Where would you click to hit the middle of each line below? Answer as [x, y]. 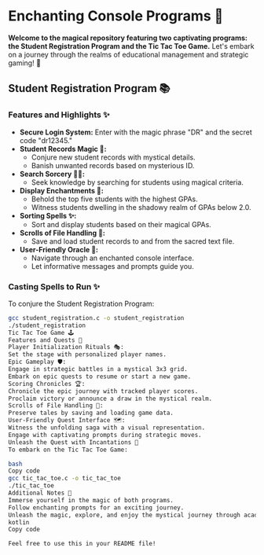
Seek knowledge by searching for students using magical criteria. [137, 182]
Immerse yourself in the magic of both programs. [91, 500]
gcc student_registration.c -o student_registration [96, 318]
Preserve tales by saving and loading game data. [91, 413]
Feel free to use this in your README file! [82, 544]
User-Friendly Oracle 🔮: [59, 249]
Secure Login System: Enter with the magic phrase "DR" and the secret [136, 132]
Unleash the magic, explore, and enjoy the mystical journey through [125, 515]
